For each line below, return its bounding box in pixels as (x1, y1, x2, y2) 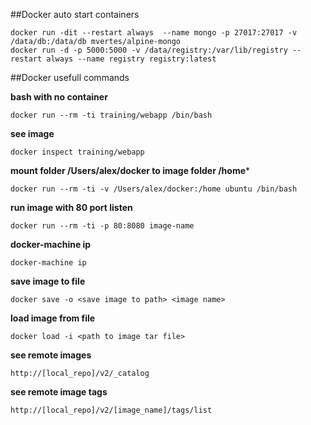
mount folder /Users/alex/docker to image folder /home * (10, 165, 251, 176)
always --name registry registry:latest (46, 54, 217, 64)
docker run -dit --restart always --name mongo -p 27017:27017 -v (10, 28, 298, 38)
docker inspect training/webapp (10, 147, 145, 157)
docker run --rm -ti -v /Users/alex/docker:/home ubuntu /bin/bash (10, 184, 298, 194)
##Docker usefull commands (10, 72, 130, 83)
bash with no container (10, 91, 108, 103)
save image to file (10, 275, 86, 287)
